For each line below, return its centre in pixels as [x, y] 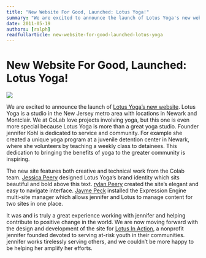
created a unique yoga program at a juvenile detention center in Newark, [98, 139]
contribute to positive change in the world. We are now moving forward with [102, 222]
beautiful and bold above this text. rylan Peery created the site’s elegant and [103, 184]
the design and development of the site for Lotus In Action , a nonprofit [95, 229]
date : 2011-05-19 [29, 23]
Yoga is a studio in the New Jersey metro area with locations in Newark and [102, 114]
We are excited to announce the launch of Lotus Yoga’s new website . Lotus [101, 107]
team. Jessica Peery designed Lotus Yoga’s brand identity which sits [93, 178]
